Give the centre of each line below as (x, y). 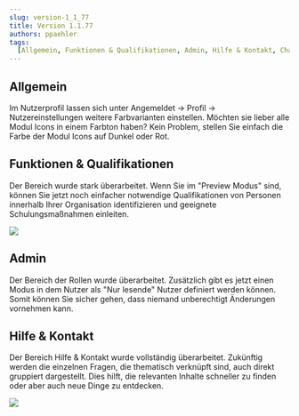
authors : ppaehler (43, 34)
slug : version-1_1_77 (49, 17)
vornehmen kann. (41, 308)
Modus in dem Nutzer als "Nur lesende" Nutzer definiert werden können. (143, 289)
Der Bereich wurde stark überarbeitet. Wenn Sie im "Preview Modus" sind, (145, 185)
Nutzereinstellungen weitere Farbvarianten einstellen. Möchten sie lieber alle (149, 117)
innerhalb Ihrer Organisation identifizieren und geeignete (113, 204)
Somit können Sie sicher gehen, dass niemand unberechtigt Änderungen (142, 299)
